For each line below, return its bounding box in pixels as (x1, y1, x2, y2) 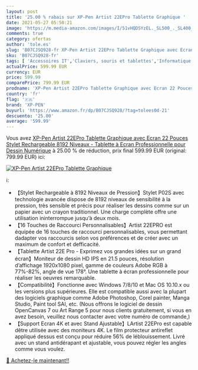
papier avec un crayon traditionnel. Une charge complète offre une (14, 208, 177, 215)
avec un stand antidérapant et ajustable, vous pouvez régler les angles (14, 339, 187, 346)
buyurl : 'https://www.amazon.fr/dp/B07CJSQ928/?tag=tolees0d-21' (6, 107, 170, 113)
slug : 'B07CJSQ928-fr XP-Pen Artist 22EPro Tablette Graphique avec (6, 47, 178, 53)
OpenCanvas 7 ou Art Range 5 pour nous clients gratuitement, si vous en (14, 307, 192, 314)
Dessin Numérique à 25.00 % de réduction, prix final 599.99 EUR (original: (6, 147, 187, 154)
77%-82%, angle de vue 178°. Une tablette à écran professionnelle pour (14, 268, 189, 275)
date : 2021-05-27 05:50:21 (6, 19, 72, 25)
